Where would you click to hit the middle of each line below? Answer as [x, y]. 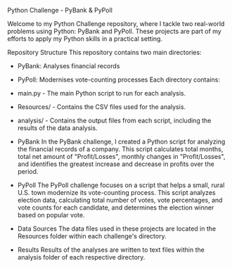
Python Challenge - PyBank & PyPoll [60, 10]
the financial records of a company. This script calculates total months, [120, 149]
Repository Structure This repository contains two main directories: [104, 52]
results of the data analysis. [57, 128]
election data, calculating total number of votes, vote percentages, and [120, 200]
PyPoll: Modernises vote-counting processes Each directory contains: [118, 79]
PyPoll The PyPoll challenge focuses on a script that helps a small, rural [121, 185]
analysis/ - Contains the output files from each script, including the [114, 120]
